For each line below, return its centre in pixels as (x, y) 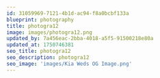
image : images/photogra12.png (50, 32)
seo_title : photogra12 (39, 52)
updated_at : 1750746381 (40, 45)
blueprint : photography (40, 20)
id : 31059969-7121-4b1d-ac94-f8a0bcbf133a (68, 13)
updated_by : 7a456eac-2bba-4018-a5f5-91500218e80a (80, 39)
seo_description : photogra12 (48, 58)
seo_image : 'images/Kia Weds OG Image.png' (69, 64)
